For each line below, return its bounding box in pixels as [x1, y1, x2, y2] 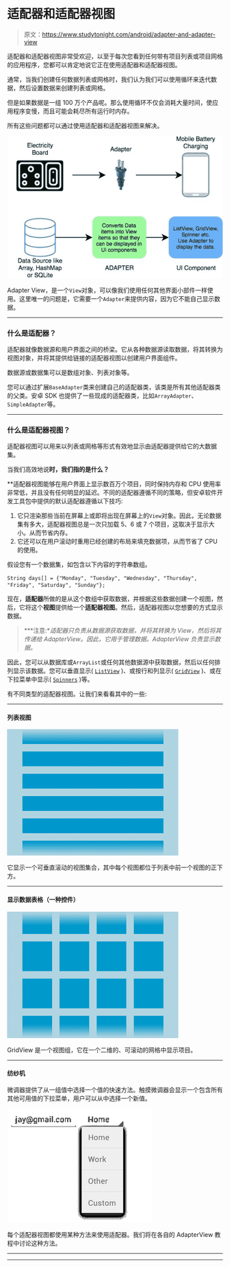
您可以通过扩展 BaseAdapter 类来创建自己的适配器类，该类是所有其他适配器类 [7, 383, 221, 391]
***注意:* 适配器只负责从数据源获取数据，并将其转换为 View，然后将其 [23, 627, 222, 635]
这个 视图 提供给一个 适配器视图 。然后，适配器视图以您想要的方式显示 [30, 603, 223, 612]
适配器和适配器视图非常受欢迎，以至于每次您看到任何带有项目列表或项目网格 [7, 52, 223, 60]
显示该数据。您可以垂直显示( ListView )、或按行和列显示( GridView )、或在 [12, 666, 222, 675]
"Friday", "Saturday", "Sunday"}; [7, 582, 106, 589]
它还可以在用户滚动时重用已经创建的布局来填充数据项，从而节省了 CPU [16, 538, 218, 546]
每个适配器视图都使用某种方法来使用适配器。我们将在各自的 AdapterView [7, 1230, 214, 1238]
